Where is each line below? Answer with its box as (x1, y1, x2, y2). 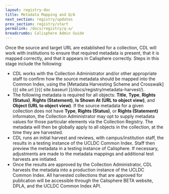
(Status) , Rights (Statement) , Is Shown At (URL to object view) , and (12, 97, 155, 103)
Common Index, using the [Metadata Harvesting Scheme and (12, 81, 139, 87)
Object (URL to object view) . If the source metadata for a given (12, 103, 144, 108)
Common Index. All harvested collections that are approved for (12, 172, 143, 178)
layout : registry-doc (5, 7, 51, 13)
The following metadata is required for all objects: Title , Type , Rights (12, 92, 156, 98)
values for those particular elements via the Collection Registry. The (12, 119, 153, 124)
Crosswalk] (140, 81, 164, 87)
